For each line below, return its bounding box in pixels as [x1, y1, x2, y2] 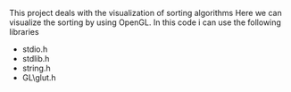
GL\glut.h [21, 72, 56, 83]
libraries [9, 27, 39, 37]
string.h [21, 63, 51, 73]
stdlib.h [21, 54, 50, 63]
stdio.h [21, 44, 48, 54]
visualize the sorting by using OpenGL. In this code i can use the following [9, 17, 281, 28]
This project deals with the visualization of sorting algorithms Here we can [9, 8, 283, 18]
